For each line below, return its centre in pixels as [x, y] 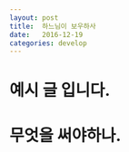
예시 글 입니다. [60, 90]
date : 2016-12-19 [46, 34]
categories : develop [49, 43]
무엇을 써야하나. [65, 135]
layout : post [34, 18]
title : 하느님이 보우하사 [53, 26]
